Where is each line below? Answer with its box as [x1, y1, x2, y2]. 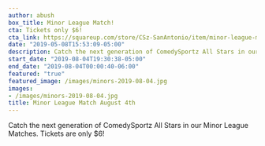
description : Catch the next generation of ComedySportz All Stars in [8, 48, 245, 56]
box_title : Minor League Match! [8, 19, 114, 27]
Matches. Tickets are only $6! [8, 129, 105, 138]
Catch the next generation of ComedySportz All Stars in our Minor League [8, 121, 248, 130]
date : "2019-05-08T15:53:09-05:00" [8, 41, 125, 49]
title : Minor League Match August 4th [8, 99, 136, 107]
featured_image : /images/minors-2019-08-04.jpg [8, 77, 168, 85]
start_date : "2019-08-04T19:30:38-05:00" [8, 56, 147, 64]
